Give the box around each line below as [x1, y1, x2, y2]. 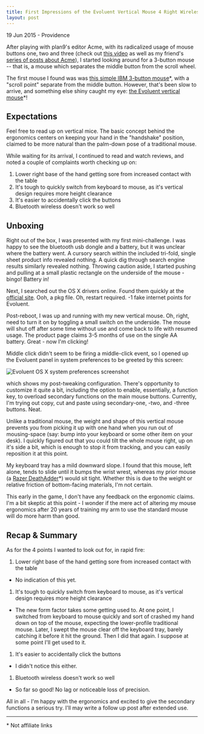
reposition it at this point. [6, 450, 69, 457]
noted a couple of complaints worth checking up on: [6, 159, 137, 166]
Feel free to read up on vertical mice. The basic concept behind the [6, 127, 175, 135]
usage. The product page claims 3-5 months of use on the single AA [6, 331, 178, 339]
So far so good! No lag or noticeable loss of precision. [15, 686, 151, 693]
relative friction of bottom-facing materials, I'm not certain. [6, 481, 153, 489]
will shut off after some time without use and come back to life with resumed [6, 325, 198, 333]
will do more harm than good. [6, 512, 80, 520]
